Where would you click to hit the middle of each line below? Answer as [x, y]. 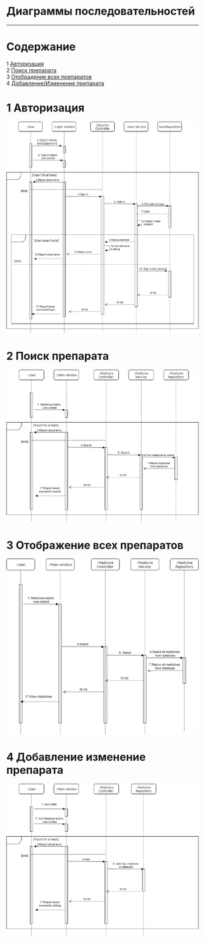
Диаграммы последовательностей [101, 11]
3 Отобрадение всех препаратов [49, 76]
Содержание [41, 47]
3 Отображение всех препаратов [95, 545]
